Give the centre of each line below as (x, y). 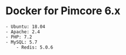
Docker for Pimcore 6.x (63, 11)
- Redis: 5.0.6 (35, 47)
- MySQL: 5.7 (21, 42)
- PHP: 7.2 (19, 37)
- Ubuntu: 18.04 (25, 27)
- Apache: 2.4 (23, 32)
